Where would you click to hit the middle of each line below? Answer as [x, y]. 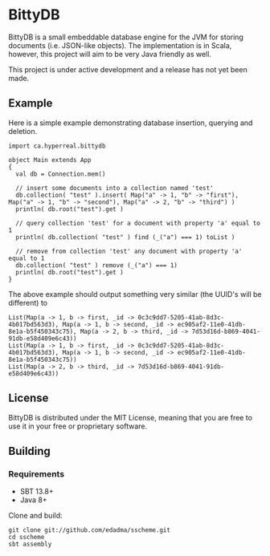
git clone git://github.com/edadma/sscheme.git [90, 530]
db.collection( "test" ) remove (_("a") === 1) [97, 265]
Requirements [37, 473]
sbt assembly [30, 544]
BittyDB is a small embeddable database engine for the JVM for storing [126, 37]
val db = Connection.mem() [61, 174]
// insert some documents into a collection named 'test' [115, 188]
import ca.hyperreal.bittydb [57, 146]
